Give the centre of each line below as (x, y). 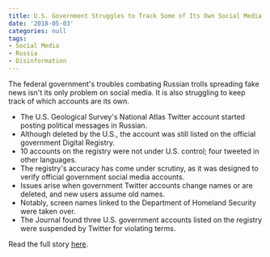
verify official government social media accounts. (102, 177)
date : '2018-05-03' (41, 23)
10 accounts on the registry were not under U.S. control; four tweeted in (139, 151)
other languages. (48, 159)
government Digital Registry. (67, 142)
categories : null (38, 31)
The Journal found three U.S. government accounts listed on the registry (141, 220)
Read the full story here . (49, 244)
